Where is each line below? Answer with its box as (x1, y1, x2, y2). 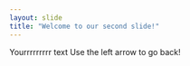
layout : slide (9, 13, 63, 23)
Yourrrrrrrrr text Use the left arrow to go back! (9, 46, 181, 57)
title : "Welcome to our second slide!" (9, 22, 160, 31)
